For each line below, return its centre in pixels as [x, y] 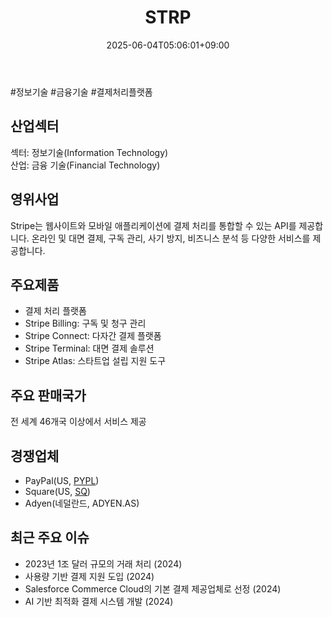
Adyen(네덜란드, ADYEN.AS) [82, 503]
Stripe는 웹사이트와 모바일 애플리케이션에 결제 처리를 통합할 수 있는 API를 [153, 225]
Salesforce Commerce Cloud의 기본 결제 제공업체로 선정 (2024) [153, 588]
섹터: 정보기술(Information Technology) [89, 152]
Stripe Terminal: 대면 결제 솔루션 [89, 348]
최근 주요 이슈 [50, 537]
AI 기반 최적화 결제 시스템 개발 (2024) [99, 601]
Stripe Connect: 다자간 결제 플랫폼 [93, 336]
